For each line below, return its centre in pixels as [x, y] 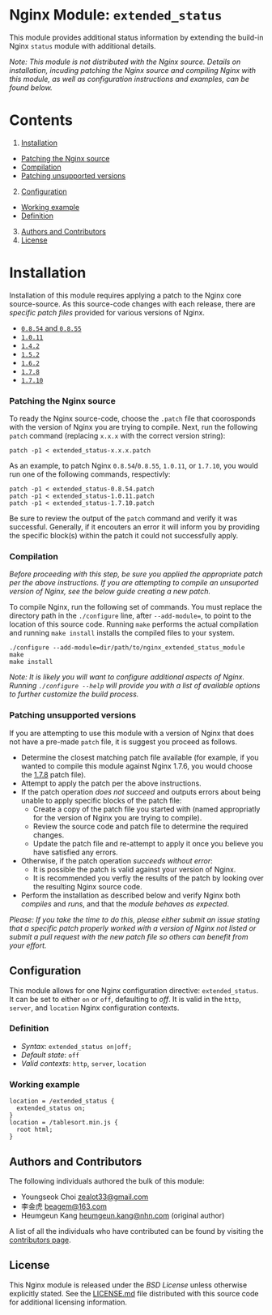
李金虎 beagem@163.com [64, 1206]
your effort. [28, 945]
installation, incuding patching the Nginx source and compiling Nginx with [133, 70]
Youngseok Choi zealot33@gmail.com [85, 1197]
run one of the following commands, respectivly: [90, 474]
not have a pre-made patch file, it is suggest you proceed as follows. [123, 741]
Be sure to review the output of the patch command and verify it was [123, 518]
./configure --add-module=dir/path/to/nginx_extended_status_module [127, 648]
